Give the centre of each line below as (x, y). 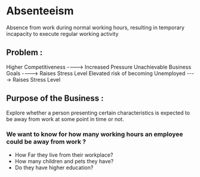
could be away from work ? (46, 142)
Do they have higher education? (54, 167)
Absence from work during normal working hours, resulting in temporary (96, 27)
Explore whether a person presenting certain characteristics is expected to (98, 113)
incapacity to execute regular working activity (62, 33)
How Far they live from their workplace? (64, 155)
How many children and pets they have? (64, 161)
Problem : (24, 53)
